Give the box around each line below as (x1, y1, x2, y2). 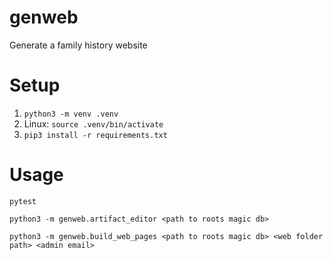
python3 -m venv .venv (23, 109, 119, 119)
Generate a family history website (9, 39, 148, 51)
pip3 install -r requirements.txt (23, 130, 168, 140)
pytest (9, 196, 37, 206)
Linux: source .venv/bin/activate (23, 117, 164, 130)
